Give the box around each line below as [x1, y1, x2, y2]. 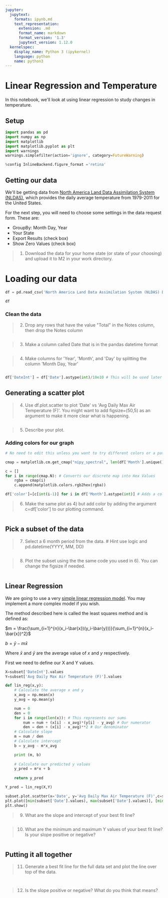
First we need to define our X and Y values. [5, 660, 94, 666]
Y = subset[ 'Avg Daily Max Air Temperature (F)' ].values [5, 674, 122, 679]
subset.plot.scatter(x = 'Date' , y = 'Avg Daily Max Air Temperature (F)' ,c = [5, 793, 162, 799]
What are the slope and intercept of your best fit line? [24, 812, 135, 818]
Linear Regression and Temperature [5, 80, 157, 92]
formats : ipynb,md [14, 17, 52, 22]
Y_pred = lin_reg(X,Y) [5, 785, 52, 790]
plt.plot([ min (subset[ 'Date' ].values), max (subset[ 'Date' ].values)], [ [5, 798, 157, 803]
